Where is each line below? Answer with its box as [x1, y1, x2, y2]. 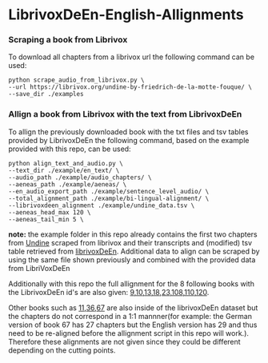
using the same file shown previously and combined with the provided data [8, 254, 256, 265]
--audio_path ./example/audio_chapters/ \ [8, 174, 152, 181]
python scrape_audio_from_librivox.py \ [8, 76, 146, 85]
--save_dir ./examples [8, 90, 84, 98]
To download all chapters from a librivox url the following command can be [8, 52, 254, 62]
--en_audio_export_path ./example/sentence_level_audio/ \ [8, 187, 210, 195]
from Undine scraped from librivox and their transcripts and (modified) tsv [8, 237, 253, 247]
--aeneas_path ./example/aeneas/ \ [8, 180, 127, 189]
